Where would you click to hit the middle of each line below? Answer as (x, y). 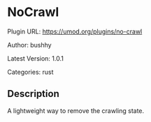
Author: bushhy (29, 45)
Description (33, 94)
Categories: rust (30, 72)
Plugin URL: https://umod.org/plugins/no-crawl (75, 31)
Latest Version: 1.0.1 (36, 58)
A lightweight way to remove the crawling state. (76, 110)
